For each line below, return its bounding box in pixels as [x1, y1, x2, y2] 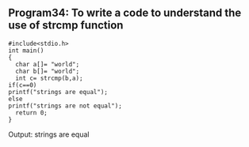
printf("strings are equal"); [8, 88, 109, 96]
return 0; [15, 108, 48, 117]
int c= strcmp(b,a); [15, 74, 83, 82]
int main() [8, 47, 44, 55]
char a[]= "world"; [15, 60, 80, 68]
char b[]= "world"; [15, 67, 80, 75]
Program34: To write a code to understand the [8, 6, 242, 20]
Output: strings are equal [8, 130, 90, 139]
